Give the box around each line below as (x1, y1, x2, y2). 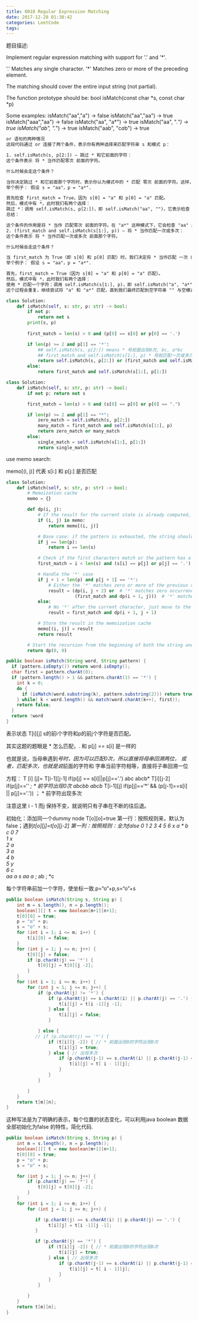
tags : (6, 25, 19, 31)
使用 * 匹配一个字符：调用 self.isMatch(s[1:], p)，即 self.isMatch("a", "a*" (6, 282, 193, 287)
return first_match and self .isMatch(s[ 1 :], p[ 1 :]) (37, 369, 167, 375)
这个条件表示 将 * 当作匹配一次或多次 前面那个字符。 (6, 233, 121, 239)
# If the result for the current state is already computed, (37, 512, 192, 518)
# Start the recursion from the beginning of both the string (27, 642, 183, 648)
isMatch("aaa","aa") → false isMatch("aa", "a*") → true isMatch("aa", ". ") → (6, 119, 189, 126)
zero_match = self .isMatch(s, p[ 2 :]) (37, 417, 131, 423)
